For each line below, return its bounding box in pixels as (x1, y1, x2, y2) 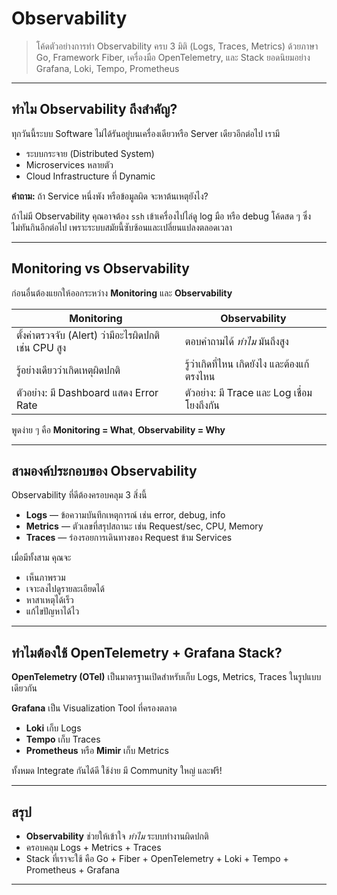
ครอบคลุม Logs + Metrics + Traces (25, 842, 162, 853)
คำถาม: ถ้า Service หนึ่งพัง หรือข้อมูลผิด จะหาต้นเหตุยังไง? (11, 190, 209, 202)
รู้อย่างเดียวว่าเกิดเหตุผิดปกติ (16, 363, 121, 377)
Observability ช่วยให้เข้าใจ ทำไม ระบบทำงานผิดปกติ (25, 830, 209, 842)
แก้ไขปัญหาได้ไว (25, 605, 80, 617)
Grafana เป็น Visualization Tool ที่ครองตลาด (11, 702, 178, 714)
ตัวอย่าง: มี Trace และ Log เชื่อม (184, 385, 313, 399)
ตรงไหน (184, 369, 216, 383)
